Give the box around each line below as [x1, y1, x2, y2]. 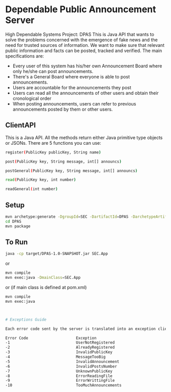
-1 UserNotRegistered [5, 340, 115, 345]
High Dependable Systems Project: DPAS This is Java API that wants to [5, 31, 154, 37]
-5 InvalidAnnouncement [5, 359, 120, 364]
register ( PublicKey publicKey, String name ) [5, 149, 101, 155]
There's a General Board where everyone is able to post [12, 73, 130, 80]
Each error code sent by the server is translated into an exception [5, 326, 156, 331]
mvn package [5, 223, 31, 229]
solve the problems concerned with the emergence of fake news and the [5, 37, 158, 43]
